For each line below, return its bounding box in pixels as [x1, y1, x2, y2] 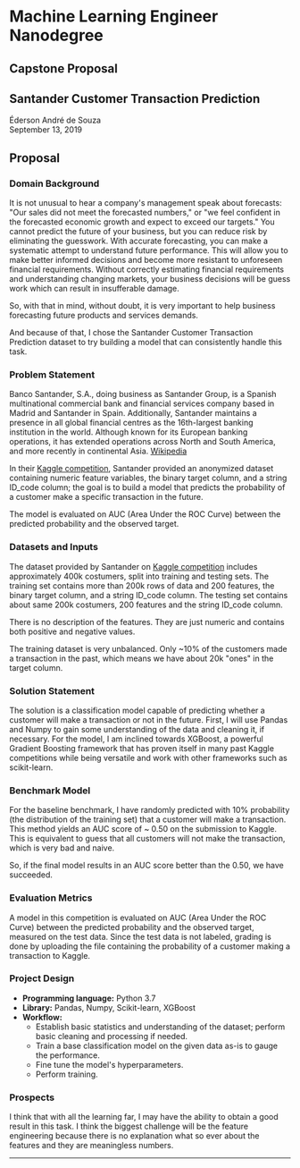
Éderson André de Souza [9, 114, 101, 126]
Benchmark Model [9, 784, 91, 797]
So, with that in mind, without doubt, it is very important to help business [9, 300, 276, 311]
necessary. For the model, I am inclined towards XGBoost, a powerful [9, 733, 263, 744]
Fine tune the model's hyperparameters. [35, 1059, 184, 1070]
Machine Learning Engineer [9, 6, 219, 27]
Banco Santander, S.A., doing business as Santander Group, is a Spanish [9, 389, 277, 400]
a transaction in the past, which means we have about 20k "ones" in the [9, 653, 274, 664]
